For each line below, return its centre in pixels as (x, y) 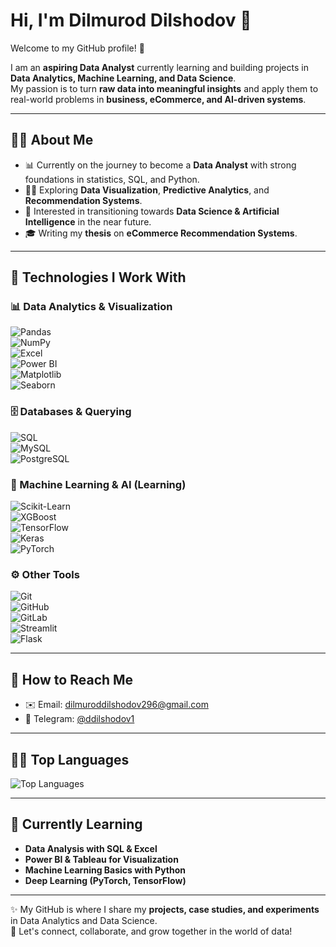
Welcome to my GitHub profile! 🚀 (77, 48)
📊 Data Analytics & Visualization (91, 307)
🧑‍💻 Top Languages (70, 759)
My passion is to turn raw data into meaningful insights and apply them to (164, 88)
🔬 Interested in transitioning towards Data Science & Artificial (152, 211)
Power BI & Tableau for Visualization (101, 859)
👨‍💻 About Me (52, 140)
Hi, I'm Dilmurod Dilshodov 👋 (131, 20)
